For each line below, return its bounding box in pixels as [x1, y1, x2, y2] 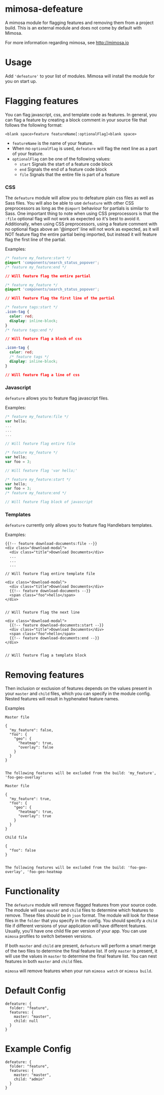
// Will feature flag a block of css [5, 336, 82, 342]
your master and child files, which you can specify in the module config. [5, 691, 151, 696]
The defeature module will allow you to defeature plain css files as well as [5, 195, 154, 201]
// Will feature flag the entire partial [5, 273, 91, 278]
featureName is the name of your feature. [12, 140, 94, 146]
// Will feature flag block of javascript [5, 500, 93, 505]
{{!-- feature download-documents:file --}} [5, 541, 97, 546]
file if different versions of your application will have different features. [5, 923, 147, 929]
